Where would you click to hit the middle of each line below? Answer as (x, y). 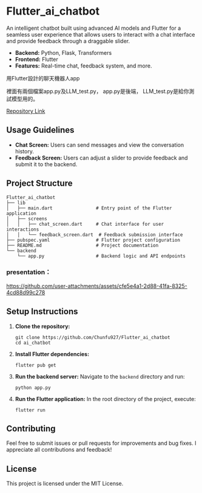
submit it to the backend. (46, 164)
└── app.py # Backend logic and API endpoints (102, 256)
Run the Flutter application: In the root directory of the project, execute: (105, 399)
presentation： (29, 272)
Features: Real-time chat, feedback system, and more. (83, 66)
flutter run (30, 410)
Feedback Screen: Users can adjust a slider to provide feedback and (101, 158)
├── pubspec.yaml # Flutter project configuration (93, 240)
